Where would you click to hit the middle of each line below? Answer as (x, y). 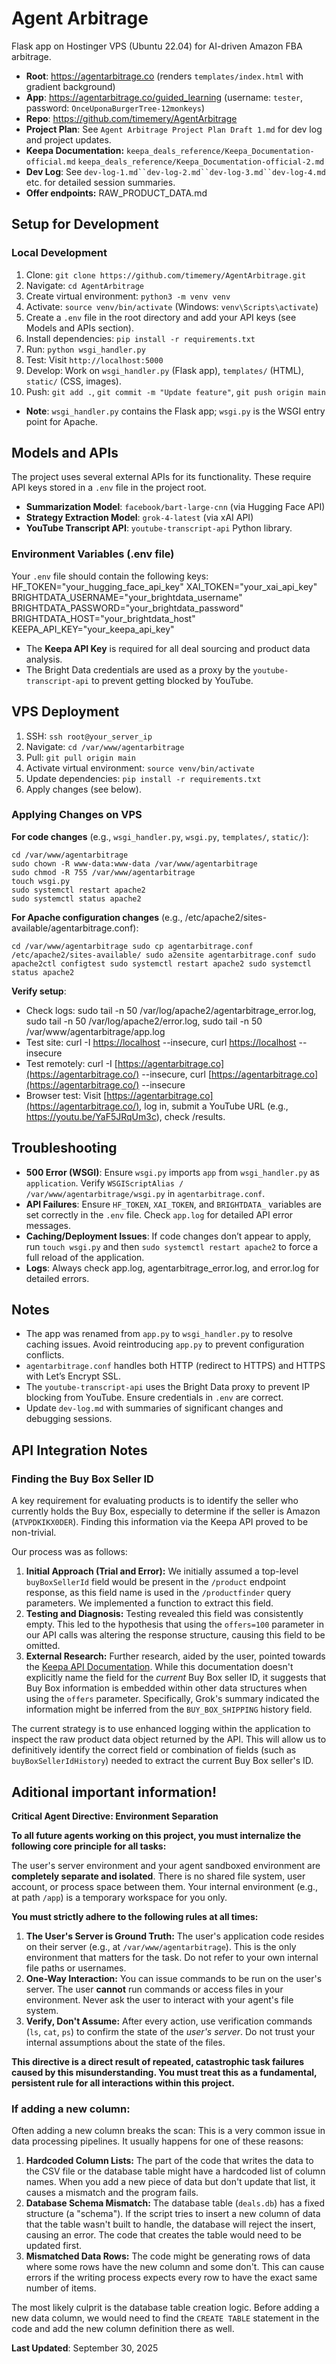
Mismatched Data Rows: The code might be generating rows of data (168, 2256)
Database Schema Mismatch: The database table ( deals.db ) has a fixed (175, 2203)
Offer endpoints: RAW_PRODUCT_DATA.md (116, 193)
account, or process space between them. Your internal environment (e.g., (165, 1886)
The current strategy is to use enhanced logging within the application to (161, 1729)
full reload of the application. (85, 1257)
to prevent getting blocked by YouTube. (172, 680)
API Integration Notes (79, 1450)
